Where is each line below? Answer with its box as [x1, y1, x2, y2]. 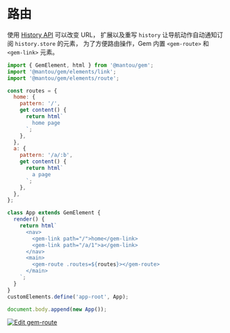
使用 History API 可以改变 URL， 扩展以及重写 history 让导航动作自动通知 [7, 31, 217, 39]
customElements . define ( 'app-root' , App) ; [7, 293, 129, 300]
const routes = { [7, 87, 58, 94]
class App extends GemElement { [7, 210, 101, 216]
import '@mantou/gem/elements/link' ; [7, 68, 117, 75]
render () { [13, 216, 45, 223]
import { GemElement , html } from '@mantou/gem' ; [7, 62, 154, 69]
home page [32, 119, 60, 126]
